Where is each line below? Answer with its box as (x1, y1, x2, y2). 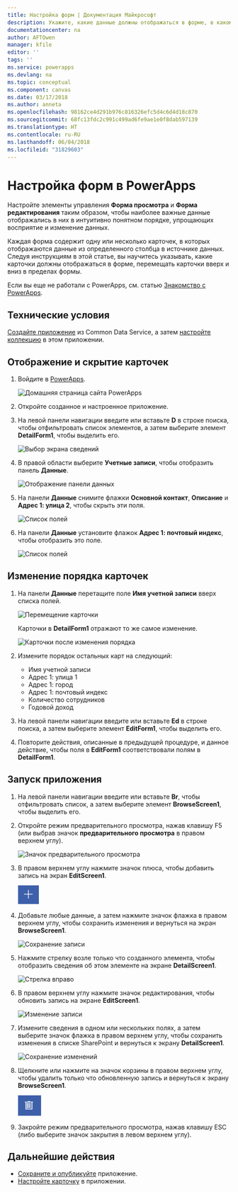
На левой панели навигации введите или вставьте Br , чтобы (17, 792, 200, 801)
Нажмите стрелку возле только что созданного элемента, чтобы (17, 953, 215, 962)
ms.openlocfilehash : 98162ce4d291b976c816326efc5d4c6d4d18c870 (7, 108, 198, 116)
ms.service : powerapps (7, 64, 74, 71)
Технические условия (7, 309, 110, 321)
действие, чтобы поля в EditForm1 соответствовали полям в (17, 745, 200, 754)
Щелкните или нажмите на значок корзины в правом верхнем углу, (17, 1066, 223, 1074)
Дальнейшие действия (7, 1150, 115, 1162)
